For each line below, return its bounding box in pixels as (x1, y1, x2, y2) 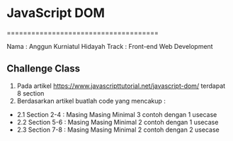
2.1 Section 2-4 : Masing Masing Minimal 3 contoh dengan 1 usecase (16, 110, 217, 118)
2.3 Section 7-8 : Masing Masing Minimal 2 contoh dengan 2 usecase (16, 125, 220, 134)
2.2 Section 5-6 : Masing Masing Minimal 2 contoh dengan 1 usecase (16, 118, 219, 126)
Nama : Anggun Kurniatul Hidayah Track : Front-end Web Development (6, 42, 213, 50)
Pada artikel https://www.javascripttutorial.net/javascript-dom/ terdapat (16, 81, 226, 90)
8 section (16, 89, 45, 97)
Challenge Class (6, 62, 81, 75)
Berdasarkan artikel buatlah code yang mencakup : (16, 96, 166, 105)
